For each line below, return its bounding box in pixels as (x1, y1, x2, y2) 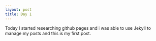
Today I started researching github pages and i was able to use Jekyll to (5, 25, 151, 31)
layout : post (5, 7, 32, 12)
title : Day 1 (5, 12, 32, 17)
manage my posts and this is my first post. (5, 30, 91, 36)
